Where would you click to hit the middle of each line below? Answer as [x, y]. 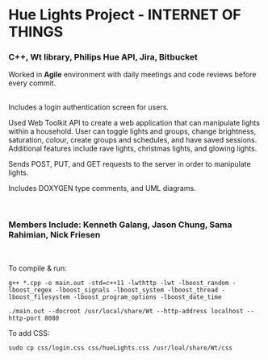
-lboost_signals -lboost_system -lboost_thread [137, 290]
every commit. [32, 83]
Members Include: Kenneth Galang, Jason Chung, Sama [120, 225]
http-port [25, 318]
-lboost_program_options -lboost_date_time [147, 297]
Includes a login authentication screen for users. [89, 107]
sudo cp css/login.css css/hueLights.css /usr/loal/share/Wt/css [120, 348]
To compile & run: [38, 268]
